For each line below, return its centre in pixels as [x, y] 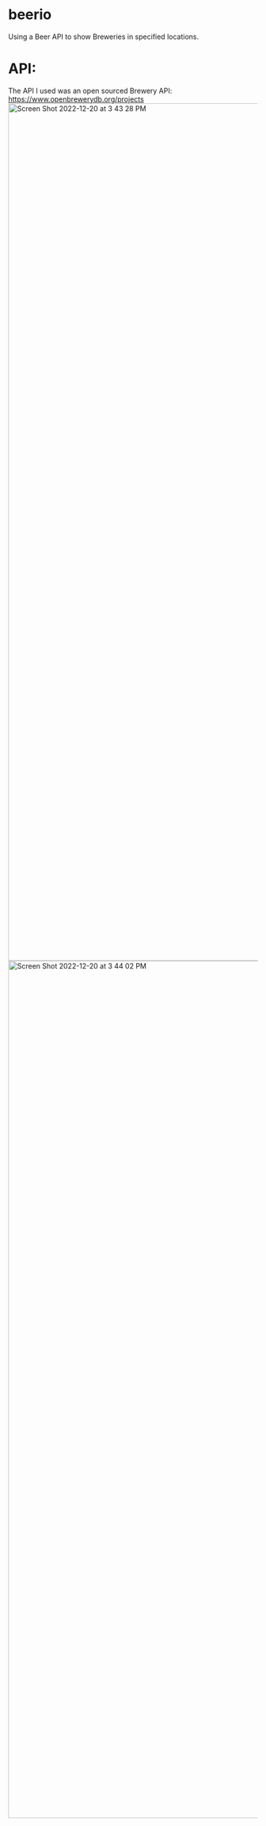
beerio [30, 15]
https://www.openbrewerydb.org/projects [76, 99]
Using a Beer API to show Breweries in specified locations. [104, 37]
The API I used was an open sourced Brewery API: [90, 91]
